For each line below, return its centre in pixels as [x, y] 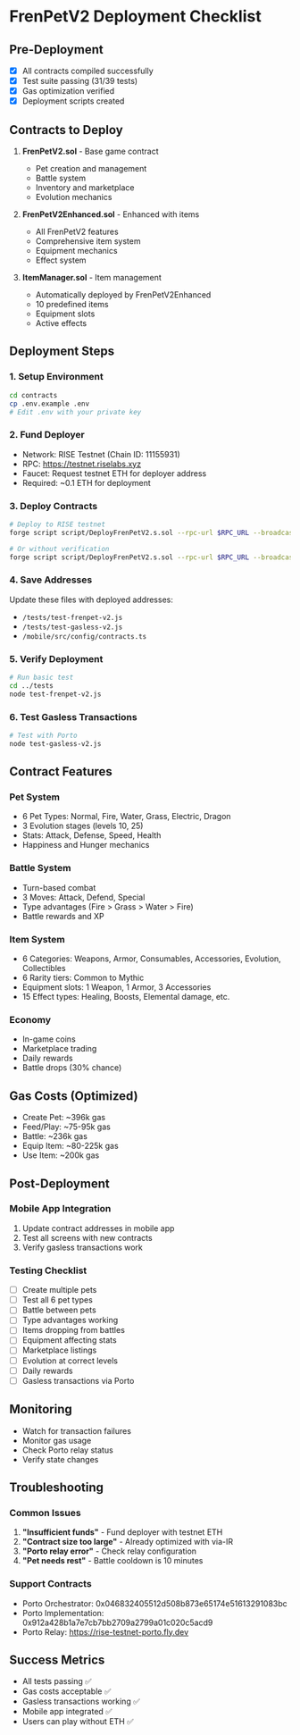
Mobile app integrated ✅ [67, 1712]
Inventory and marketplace [85, 188]
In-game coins [49, 1039]
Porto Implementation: [63, 1613]
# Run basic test [42, 678]
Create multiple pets [59, 1290]
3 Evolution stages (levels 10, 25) [83, 826]
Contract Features [61, 771]
